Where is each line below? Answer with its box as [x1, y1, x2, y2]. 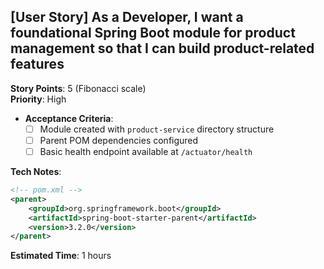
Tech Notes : [10, 166, 62, 177]
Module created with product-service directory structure [39, 123, 275, 135]
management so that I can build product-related [10, 40, 315, 57]
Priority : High [10, 93, 67, 105]
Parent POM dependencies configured [39, 134, 199, 146]
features [10, 56, 65, 73]
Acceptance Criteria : [24, 112, 114, 124]
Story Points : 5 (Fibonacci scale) [10, 82, 147, 94]
